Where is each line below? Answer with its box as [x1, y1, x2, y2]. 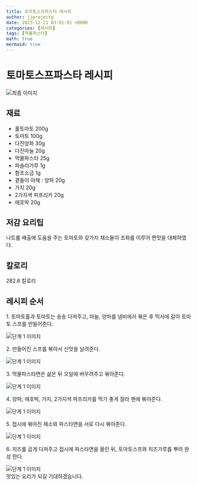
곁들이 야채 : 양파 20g [14, 176, 65, 183]
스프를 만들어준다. [12, 321, 54, 328]
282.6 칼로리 [6, 278, 36, 285]
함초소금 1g [14, 169, 41, 176]
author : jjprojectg [6, 14, 54, 20]
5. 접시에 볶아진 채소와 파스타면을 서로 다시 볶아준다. [6, 421, 126, 428]
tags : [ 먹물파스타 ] [6, 31, 48, 37]
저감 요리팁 [6, 217, 44, 227]
